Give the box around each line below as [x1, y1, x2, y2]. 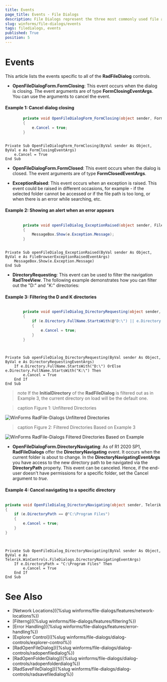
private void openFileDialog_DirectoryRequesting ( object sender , [23, 309, 162, 314]
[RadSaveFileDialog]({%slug [12, 666, 71, 672]
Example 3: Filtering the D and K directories [5, 294, 97, 300]
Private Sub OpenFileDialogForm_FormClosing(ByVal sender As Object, [5, 143, 153, 148]
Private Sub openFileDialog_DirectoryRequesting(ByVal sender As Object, [5, 355, 162, 360]
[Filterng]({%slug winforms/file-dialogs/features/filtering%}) [12, 618, 136, 624]
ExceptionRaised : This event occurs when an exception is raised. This [12, 180, 157, 186]
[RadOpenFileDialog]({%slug [12, 645, 72, 651]
